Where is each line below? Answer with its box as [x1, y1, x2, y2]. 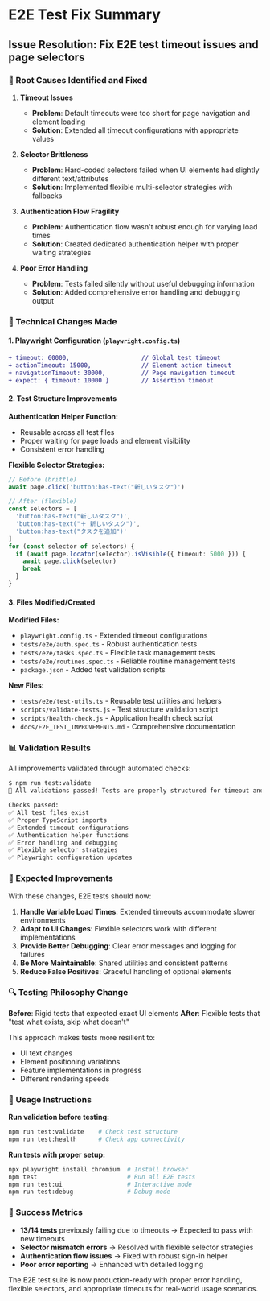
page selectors [8, 50, 85, 64]
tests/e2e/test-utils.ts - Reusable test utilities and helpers [19, 696, 223, 706]
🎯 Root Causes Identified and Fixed [8, 74, 148, 85]
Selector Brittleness [19, 149, 88, 159]
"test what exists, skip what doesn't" [8, 1017, 130, 1026]
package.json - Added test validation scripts [19, 665, 166, 675]
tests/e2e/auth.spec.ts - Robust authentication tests [19, 639, 198, 649]
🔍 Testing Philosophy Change [8, 987, 129, 998]
